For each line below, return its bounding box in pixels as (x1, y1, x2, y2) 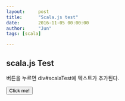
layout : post (6, 8, 49, 15)
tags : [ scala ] (6, 31, 42, 37)
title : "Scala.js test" (6, 14, 79, 20)
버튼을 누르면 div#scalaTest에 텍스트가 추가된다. (6, 74, 120, 81)
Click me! (9, 87, 30, 94)
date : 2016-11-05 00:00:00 (6, 20, 89, 26)
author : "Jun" (6, 25, 52, 31)
